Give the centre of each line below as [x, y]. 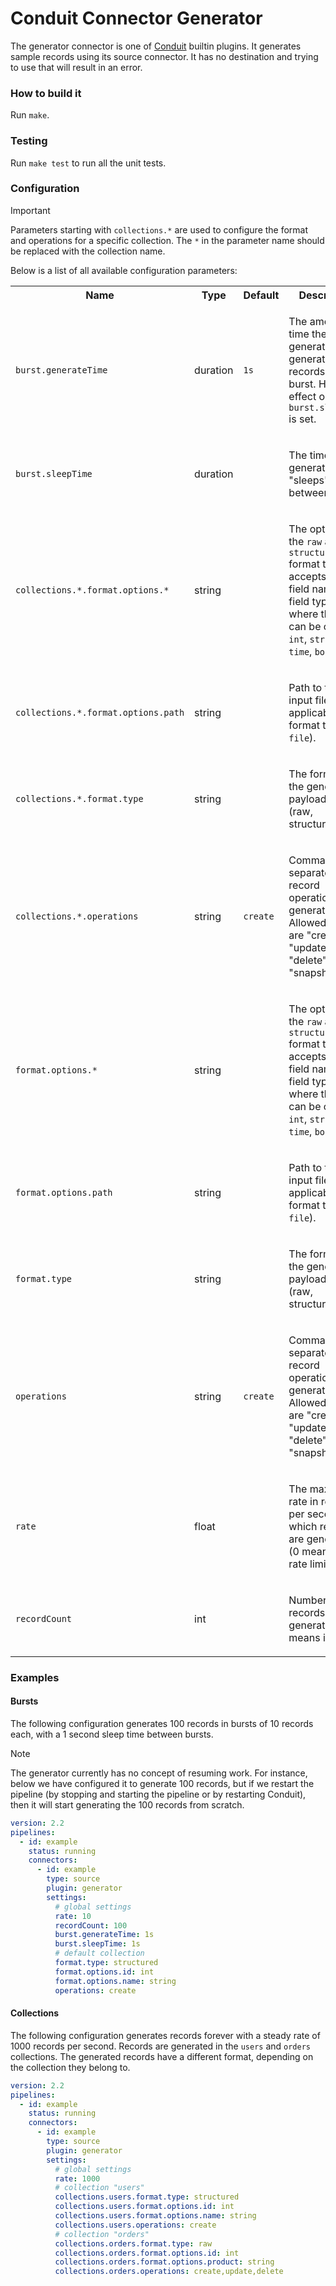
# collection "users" [99, 2188]
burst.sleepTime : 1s [97, 1944]
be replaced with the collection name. [88, 251]
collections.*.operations [77, 916]
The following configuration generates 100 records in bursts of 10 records [162, 1723]
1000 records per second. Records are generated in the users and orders [160, 2046]
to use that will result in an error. [76, 67]
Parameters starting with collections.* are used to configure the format [159, 229]
